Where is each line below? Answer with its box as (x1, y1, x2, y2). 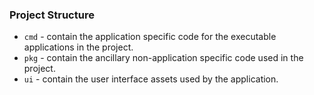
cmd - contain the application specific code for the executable (23, 31, 277, 43)
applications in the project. (23, 41, 134, 53)
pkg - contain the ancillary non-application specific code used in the (23, 52, 304, 64)
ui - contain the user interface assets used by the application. (23, 73, 279, 85)
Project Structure (9, 8, 95, 22)
